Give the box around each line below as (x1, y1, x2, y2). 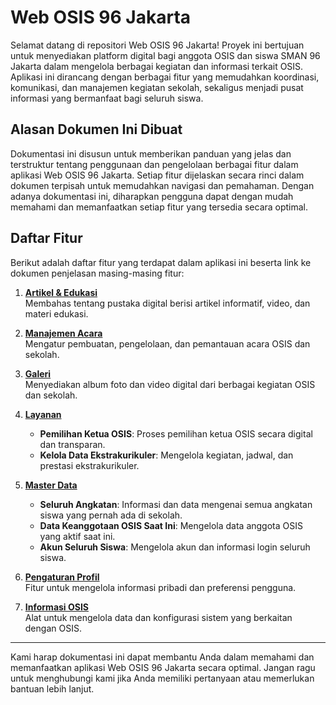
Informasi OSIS (24, 601, 90, 613)
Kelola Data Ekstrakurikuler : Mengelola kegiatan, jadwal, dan (39, 449, 294, 461)
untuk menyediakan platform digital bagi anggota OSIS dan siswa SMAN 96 (10, 49, 321, 61)
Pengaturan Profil (24, 571, 100, 583)
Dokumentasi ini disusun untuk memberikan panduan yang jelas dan (10, 147, 292, 160)
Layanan (24, 408, 62, 420)
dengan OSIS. (24, 622, 82, 634)
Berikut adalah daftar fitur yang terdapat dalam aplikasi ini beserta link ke (10, 256, 312, 268)
